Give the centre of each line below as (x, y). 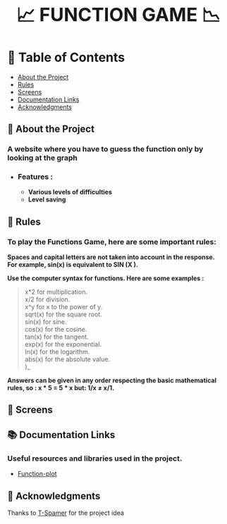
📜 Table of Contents (66, 57)
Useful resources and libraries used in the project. (95, 458)
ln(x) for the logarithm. (57, 352)
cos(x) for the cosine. (56, 330)
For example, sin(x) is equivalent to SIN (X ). (73, 265)
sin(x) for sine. (45, 322)
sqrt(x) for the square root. (63, 314)
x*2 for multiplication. (56, 292)
